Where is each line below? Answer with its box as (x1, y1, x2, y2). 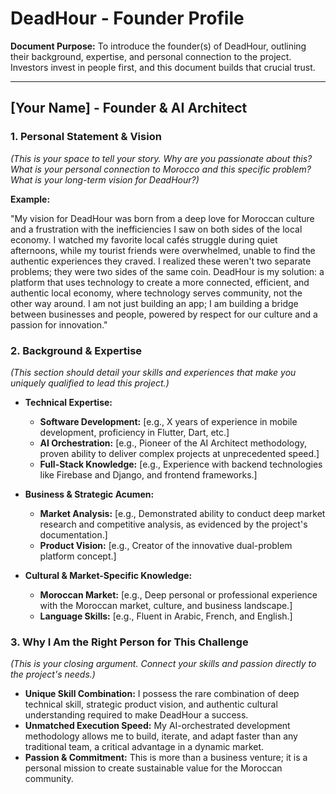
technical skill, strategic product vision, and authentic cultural (24, 698, 278, 711)
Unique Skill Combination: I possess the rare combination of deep (24, 688, 300, 700)
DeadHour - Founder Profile (10, 7, 245, 30)
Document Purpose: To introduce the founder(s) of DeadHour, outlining (10, 40, 307, 52)
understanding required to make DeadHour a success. (24, 709, 249, 721)
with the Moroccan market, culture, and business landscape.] (39, 599, 293, 611)
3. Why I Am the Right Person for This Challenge (10, 635, 249, 649)
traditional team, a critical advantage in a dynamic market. (24, 741, 265, 753)
